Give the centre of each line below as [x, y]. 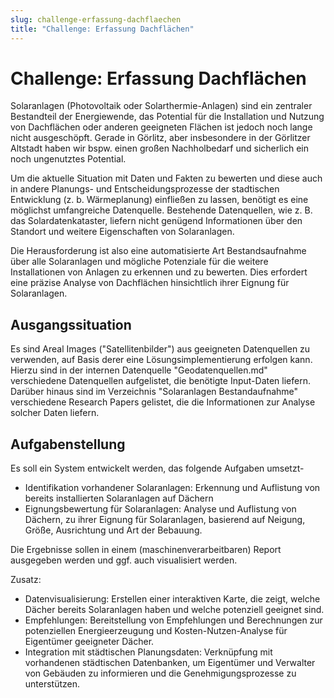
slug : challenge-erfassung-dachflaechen [96, 19]
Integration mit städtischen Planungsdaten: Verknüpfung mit [148, 652]
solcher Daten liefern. [55, 413]
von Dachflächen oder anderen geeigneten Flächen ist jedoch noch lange [161, 127]
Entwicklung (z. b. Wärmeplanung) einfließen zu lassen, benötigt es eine [159, 200]
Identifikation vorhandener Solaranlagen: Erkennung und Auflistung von [172, 488]
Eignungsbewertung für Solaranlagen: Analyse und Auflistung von [160, 509]
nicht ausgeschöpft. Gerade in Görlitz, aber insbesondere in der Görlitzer [160, 138]
